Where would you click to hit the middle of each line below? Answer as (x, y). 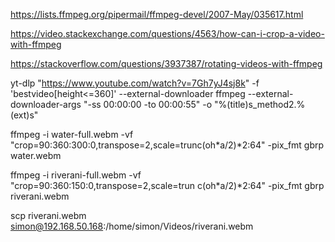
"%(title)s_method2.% (260, 104)
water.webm (36, 155)
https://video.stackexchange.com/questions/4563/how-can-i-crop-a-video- (167, 33)
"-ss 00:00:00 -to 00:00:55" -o (148, 104)
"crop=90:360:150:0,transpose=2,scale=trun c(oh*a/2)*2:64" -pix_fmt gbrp (167, 185)
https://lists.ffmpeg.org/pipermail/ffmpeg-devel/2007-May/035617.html (157, 14)
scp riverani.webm (48, 215)
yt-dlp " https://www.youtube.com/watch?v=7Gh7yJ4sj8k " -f (135, 83)
